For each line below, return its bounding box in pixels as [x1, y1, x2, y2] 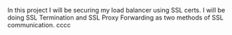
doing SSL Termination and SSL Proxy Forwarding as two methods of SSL [7, 13, 223, 22]
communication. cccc [7, 21, 71, 29]
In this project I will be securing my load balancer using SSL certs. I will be [7, 6, 226, 14]
